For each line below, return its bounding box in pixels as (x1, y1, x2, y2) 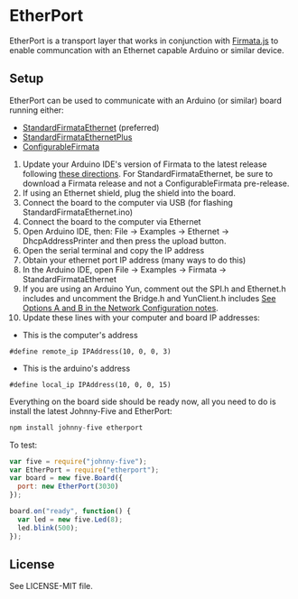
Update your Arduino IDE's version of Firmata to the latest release (22, 159, 268, 170)
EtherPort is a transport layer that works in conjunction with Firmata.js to (9, 35, 279, 46)
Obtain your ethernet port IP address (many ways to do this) (22, 254, 247, 265)
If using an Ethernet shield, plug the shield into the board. (22, 187, 237, 198)
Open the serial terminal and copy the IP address (22, 244, 205, 255)
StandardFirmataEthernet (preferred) (22, 122, 160, 133)
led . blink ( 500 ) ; (17, 523, 79, 532)
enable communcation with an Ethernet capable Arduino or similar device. (9, 44, 284, 55)
